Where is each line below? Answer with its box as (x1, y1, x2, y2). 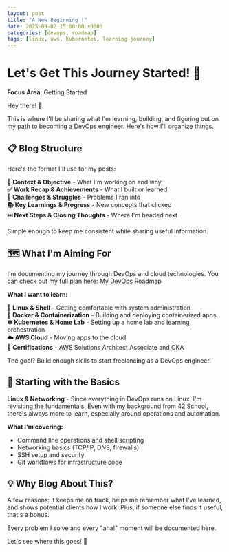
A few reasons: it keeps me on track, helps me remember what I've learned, (7, 496, 221, 505)
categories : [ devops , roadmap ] (7, 29, 97, 36)
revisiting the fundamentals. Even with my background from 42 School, (7, 402, 208, 410)
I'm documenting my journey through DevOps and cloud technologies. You (7, 269, 219, 277)
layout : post (7, 10, 45, 17)
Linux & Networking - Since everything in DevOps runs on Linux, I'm (7, 394, 202, 403)
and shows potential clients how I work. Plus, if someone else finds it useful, (7, 503, 223, 511)
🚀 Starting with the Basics (7, 376, 120, 388)
